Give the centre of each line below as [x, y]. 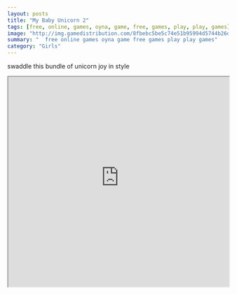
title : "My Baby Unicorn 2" [48, 20]
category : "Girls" [34, 46]
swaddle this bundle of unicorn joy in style [68, 66]
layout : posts [28, 14]
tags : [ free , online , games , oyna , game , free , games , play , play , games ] [119, 27]
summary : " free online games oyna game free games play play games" [113, 40]
